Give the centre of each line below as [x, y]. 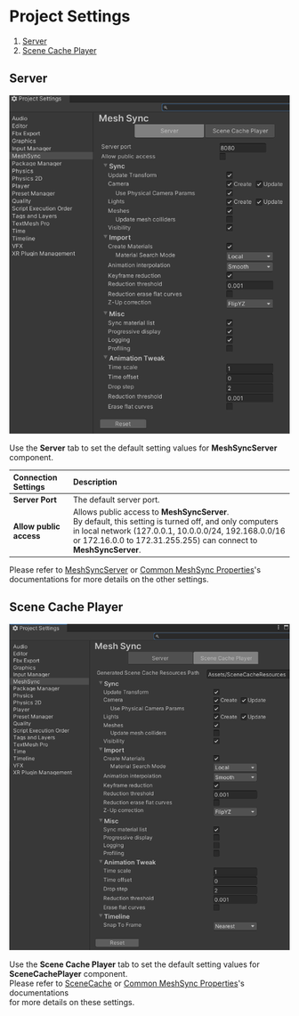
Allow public [36, 526]
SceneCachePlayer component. [69, 973]
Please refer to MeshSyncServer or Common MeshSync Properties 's [135, 569]
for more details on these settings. [72, 1002]
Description [95, 482]
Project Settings [70, 16]
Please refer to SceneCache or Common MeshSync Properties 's [127, 983]
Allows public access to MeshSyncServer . [151, 512]
